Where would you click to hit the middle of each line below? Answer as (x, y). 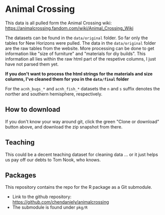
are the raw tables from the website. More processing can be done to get (80, 48)
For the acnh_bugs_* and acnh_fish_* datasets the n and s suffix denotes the (82, 88)
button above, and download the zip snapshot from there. (64, 127)
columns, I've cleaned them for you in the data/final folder (67, 79)
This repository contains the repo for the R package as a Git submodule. (79, 187)
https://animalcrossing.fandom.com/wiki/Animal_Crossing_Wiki (69, 28)
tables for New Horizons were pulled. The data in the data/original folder (81, 43)
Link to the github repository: (42, 197)
